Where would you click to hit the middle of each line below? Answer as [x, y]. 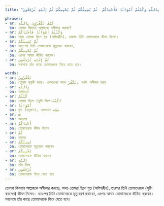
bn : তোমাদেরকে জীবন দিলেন [29, 128]
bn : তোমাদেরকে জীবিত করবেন [30, 156]
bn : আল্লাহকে [19, 92]
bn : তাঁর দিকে [20, 165]
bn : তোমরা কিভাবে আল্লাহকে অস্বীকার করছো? [41, 28]
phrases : [14, 18]
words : [12, 73]
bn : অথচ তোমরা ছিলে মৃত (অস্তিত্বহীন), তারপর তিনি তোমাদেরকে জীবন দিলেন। [64, 37]
